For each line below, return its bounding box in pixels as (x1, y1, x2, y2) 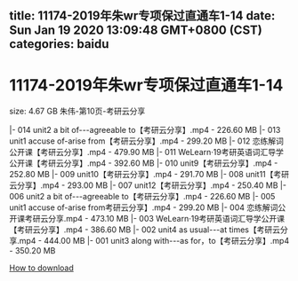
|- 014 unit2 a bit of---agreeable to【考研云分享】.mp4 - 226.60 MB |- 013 (9, 125, 281, 136)
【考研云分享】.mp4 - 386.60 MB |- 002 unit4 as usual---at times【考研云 (9, 224, 280, 235)
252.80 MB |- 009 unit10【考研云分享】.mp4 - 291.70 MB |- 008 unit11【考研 (9, 169, 290, 180)
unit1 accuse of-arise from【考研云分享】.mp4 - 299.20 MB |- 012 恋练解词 (9, 136, 285, 146)
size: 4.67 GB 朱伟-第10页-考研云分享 (9, 105, 146, 117)
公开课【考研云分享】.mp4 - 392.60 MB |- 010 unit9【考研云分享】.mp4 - (9, 158, 278, 168)
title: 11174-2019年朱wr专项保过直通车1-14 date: (9, 8, 276, 24)
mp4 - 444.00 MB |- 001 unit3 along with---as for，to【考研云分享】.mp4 (19, 236, 290, 246)
